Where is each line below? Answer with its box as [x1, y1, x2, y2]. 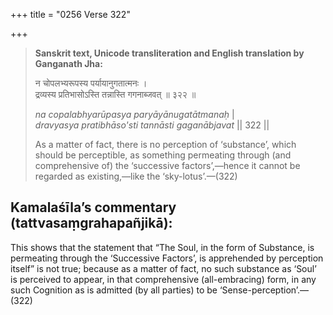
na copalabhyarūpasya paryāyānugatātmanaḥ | [34, 109, 235, 120]
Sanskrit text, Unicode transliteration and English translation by [34, 47, 305, 59]
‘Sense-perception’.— [219, 284, 310, 296]
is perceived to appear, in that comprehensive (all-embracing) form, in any [10, 273, 317, 285]
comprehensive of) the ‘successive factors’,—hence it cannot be [34, 160, 301, 171]
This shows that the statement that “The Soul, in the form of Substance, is [10, 241, 315, 253]
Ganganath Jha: [34, 58, 103, 69]
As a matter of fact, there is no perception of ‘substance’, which [34, 139, 297, 150]
